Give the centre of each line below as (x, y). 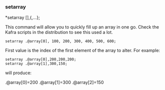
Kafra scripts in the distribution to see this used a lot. (59, 32)
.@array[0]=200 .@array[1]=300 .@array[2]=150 (55, 83)
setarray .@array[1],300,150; (36, 64)
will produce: (18, 73)
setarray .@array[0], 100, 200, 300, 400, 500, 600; (61, 41)
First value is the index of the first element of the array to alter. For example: (82, 51)
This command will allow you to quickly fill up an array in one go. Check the (82, 27)
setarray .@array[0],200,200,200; (41, 60)
